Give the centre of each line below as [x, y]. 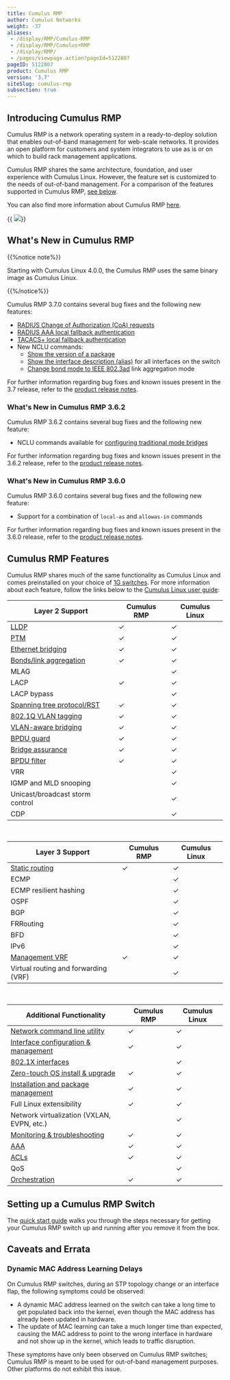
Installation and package [50, 1084]
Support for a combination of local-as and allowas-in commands [110, 516]
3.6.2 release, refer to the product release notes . [75, 463]
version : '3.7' [29, 77]
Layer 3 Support [63, 852]
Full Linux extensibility [46, 1104]
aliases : [20, 33]
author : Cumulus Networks [44, 20]
